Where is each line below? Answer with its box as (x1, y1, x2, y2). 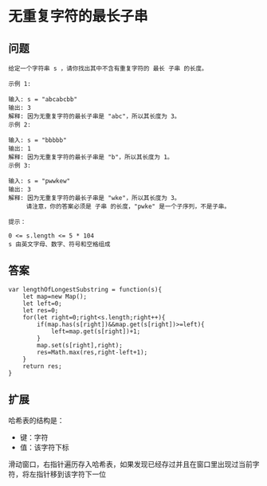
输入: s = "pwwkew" (8, 177, 71, 185)
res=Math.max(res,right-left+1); (37, 348, 148, 356)
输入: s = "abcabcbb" (8, 96, 78, 104)
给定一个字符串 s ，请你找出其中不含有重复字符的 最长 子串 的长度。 (8, 65, 208, 73)
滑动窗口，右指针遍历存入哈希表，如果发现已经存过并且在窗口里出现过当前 (8, 459, 253, 468)
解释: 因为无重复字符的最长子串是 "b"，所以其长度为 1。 (8, 153, 174, 161)
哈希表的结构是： (8, 415, 65, 425)
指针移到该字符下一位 (35, 469, 106, 479)
